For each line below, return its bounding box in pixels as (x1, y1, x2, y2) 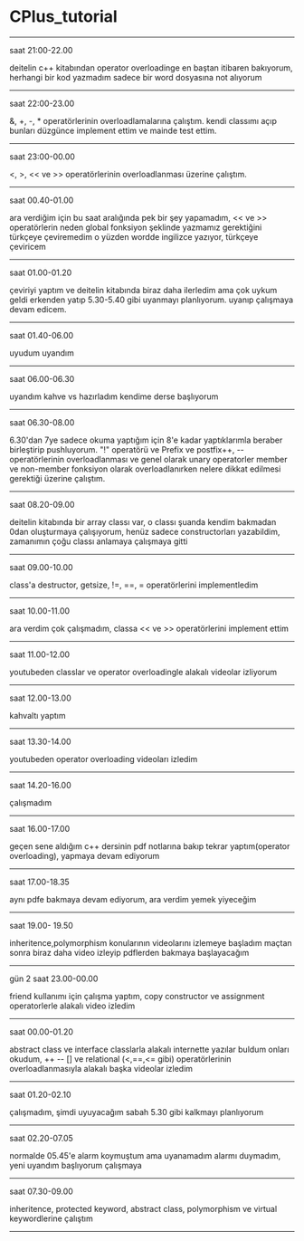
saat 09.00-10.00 (9, 561, 74, 572)
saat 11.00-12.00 (9, 649, 71, 660)
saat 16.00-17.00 (9, 823, 71, 834)
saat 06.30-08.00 (9, 416, 75, 427)
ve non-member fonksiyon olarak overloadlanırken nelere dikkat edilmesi (9, 463, 281, 474)
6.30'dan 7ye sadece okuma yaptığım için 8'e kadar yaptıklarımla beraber (9, 434, 283, 445)
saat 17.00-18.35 (9, 876, 70, 887)
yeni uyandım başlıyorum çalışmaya (9, 1160, 142, 1170)
